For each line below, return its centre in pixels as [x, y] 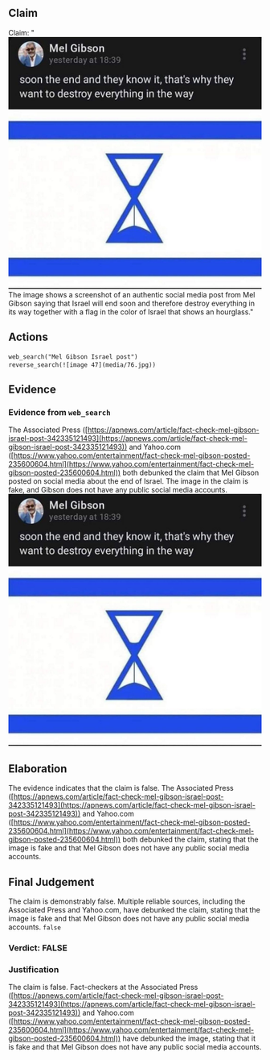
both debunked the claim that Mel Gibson [191, 473]
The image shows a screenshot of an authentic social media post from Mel [132, 294]
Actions [28, 337]
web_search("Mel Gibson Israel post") [73, 357]
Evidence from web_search [59, 412]
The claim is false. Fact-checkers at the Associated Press [103, 987]
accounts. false [35, 927]
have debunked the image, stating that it [189, 1038]
